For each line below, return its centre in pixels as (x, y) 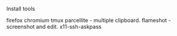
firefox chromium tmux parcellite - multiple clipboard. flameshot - (89, 20)
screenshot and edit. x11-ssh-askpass (54, 27)
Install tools (21, 9)
